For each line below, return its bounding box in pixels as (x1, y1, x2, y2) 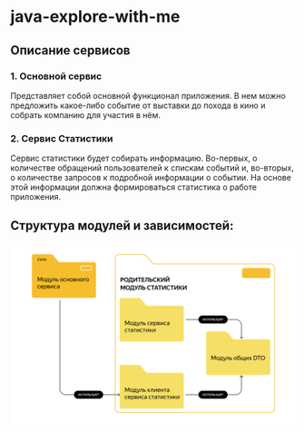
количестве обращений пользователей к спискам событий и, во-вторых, (10, 162, 294, 173)
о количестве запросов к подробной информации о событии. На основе (10, 172, 291, 183)
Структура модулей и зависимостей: (10, 218, 234, 233)
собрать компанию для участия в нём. (10, 109, 162, 120)
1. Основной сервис (10, 70, 103, 83)
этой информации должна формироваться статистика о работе (10, 182, 258, 192)
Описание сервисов (10, 43, 131, 58)
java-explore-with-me (10, 6, 181, 27)
